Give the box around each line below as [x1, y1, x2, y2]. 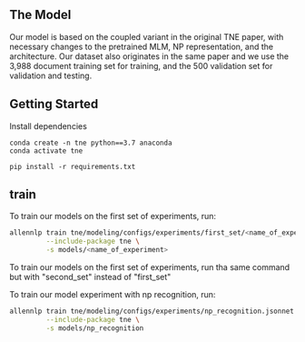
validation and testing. [9, 70, 93, 81]
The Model [9, 7, 72, 23]
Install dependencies [9, 120, 88, 131]
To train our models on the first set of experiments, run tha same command [9, 262, 290, 273]
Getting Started [9, 96, 99, 112]
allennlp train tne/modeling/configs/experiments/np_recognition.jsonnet [9, 307, 295, 317]
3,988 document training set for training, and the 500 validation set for [9, 60, 273, 71]
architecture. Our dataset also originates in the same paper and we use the [9, 50, 290, 62]
